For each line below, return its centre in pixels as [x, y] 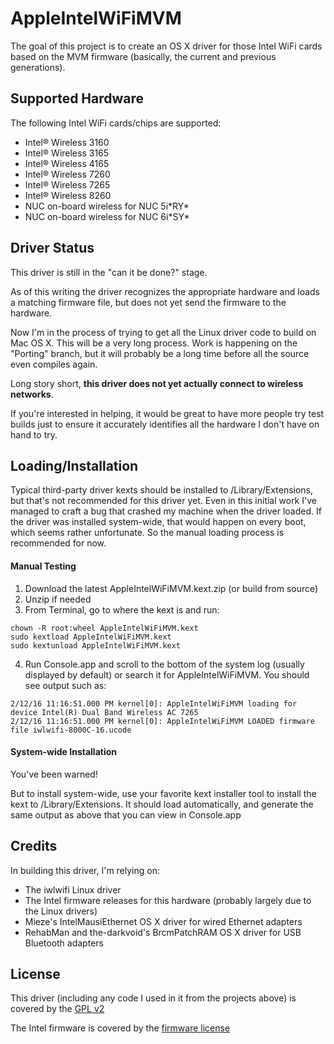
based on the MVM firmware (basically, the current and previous [143, 56]
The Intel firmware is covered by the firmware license [120, 1028]
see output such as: [65, 685]
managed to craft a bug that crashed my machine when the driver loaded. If [166, 511]
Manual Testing [43, 566]
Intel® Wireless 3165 [67, 153]
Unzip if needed [58, 599]
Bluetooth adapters [64, 943]
